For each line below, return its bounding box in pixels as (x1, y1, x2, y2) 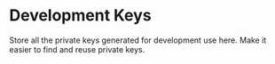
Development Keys (9, 5, 153, 26)
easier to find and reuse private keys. (9, 44, 145, 54)
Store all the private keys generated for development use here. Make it (9, 35, 267, 45)
